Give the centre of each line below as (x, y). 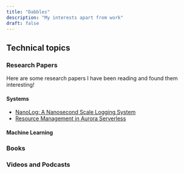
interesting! (20, 85)
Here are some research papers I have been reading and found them (92, 78)
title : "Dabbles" (28, 12)
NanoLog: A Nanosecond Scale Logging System (75, 112)
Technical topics (38, 48)
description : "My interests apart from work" (65, 18)
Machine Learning (30, 132)
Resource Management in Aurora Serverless (70, 118)
